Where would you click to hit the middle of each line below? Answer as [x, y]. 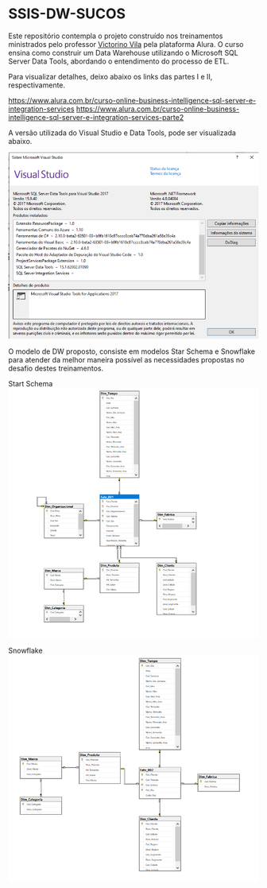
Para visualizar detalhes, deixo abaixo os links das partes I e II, [110, 76]
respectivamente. [37, 85]
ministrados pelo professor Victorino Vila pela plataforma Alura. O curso [126, 44]
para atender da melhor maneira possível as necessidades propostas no [126, 360]
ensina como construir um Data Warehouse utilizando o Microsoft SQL [123, 52]
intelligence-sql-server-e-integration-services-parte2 [96, 117]
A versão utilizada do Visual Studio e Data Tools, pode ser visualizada [122, 133]
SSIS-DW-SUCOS [67, 14]
